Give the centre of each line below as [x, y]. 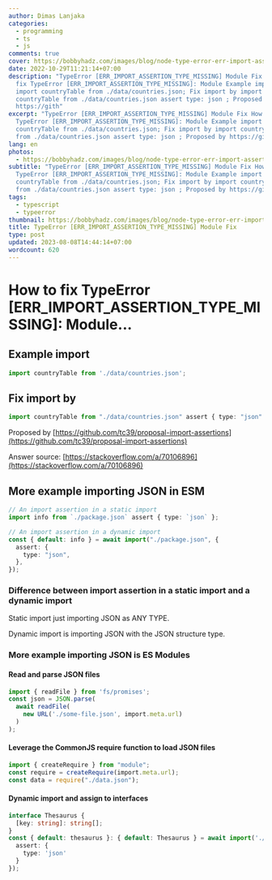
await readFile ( [43, 707]
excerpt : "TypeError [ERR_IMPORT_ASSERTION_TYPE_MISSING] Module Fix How [136, 114]
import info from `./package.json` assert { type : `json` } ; [114, 517]
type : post [27, 235]
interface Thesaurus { [47, 815]
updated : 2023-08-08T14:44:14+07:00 [70, 243]
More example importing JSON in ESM [106, 491]
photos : [21, 152]
